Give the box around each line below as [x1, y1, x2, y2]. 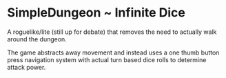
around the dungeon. [7, 35, 67, 43]
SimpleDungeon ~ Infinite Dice [7, 5, 186, 21]
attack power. [7, 63, 46, 71]
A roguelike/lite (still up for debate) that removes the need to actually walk [7, 28, 217, 36]
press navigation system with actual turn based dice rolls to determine [7, 55, 207, 64]
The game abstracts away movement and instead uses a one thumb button [7, 48, 220, 57]
